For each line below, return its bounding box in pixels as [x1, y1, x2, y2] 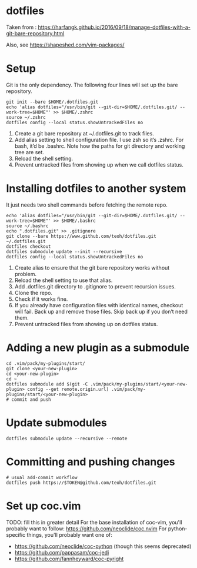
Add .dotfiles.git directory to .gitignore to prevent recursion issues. [14, 283, 176, 290]
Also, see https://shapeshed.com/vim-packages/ [6, 41, 125, 48]
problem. [14, 270, 37, 277]
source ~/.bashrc [6, 222, 49, 229]
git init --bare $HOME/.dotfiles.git [6, 99, 99, 105]
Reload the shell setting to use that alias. [14, 277, 113, 284]
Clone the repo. [14, 289, 53, 296]
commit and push [11, 396, 51, 403]
